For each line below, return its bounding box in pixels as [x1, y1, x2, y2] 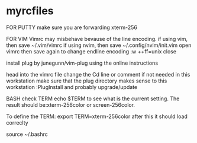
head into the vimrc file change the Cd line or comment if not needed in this [6, 71, 190, 78]
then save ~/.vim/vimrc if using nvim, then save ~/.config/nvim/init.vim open [6, 42, 192, 49]
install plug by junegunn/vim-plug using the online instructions [6, 59, 159, 66]
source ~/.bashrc [6, 131, 49, 138]
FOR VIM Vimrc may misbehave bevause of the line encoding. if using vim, [6, 35, 188, 42]
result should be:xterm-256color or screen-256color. [6, 101, 135, 108]
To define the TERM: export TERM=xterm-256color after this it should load [6, 113, 188, 120]
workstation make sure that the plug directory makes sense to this [6, 77, 167, 84]
